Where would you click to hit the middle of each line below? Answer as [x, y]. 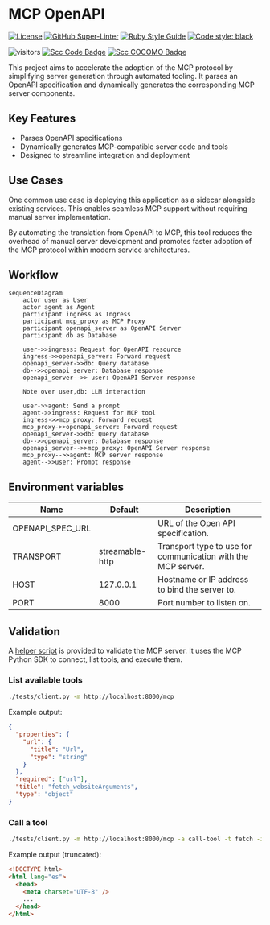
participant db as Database [70, 336]
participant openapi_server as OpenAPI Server [102, 328]
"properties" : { [43, 735]
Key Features [42, 119]
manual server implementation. [59, 217]
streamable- [123, 551]
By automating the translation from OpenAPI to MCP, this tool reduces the [130, 232]
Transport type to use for [205, 547]
